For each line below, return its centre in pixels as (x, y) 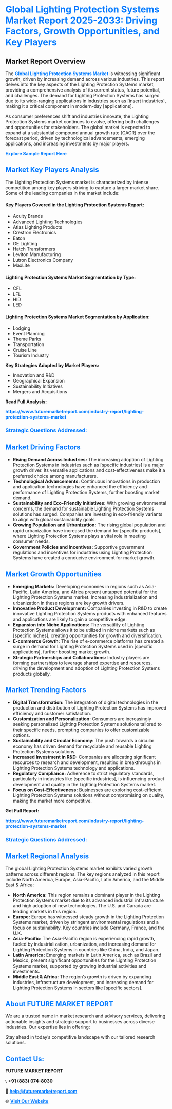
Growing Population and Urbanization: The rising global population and (89, 525)
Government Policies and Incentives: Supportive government (79, 547)
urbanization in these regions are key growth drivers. (69, 603)
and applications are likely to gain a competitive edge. (70, 619)
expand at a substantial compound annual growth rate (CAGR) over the (80, 133)
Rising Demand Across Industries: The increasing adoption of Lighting (88, 460)
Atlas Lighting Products (37, 227)
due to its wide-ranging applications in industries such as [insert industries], (86, 101)
